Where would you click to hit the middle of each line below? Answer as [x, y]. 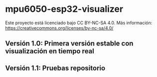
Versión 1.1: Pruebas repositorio [55, 68]
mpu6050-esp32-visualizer [64, 9]
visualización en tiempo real [50, 51]
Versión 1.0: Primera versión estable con [69, 44]
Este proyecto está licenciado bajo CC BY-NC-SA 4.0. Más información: [79, 23]
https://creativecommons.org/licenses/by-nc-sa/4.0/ [59, 28]
